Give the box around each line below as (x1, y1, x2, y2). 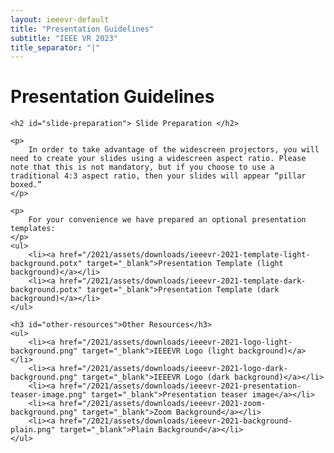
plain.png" (10, 425, 56, 435)
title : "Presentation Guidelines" (10, 24, 155, 34)
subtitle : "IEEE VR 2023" (10, 33, 118, 43)
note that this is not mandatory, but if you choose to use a (10, 162, 275, 173)
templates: (10, 224, 56, 234)
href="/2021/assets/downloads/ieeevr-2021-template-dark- (59, 276, 307, 286)
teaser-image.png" (10, 390, 87, 400)
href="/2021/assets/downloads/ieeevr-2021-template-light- (59, 250, 311, 260)
